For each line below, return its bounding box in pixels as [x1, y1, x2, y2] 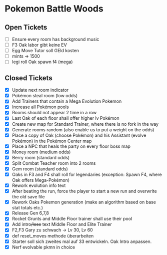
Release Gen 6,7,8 [11, 210, 49, 216]
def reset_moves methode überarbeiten [11, 232, 94, 238]
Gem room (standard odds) [11, 166, 68, 172]
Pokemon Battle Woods [4, 3, 103, 15]
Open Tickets [4, 23, 47, 32]
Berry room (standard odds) [11, 154, 70, 160]
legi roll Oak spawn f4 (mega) [11, 59, 73, 65]
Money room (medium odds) [11, 149, 71, 155]
